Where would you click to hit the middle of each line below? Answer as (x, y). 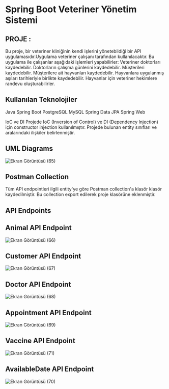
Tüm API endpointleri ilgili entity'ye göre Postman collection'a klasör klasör (83, 189)
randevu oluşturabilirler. (30, 84)
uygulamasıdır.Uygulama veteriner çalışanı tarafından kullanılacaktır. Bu (80, 57)
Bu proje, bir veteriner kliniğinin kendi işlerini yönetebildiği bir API (73, 51)
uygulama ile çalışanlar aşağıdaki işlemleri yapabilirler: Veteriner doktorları (83, 62)
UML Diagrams (29, 149)
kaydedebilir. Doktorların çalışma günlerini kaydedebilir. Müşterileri (75, 67)
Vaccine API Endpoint (40, 341)
